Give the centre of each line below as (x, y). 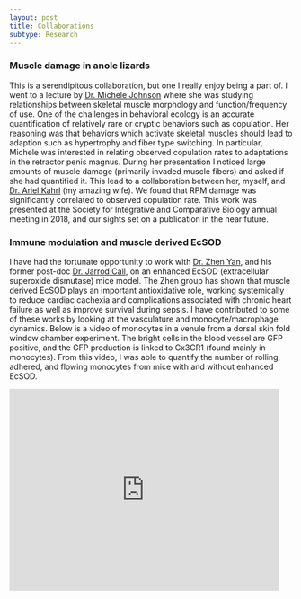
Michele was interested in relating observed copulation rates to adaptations (149, 152)
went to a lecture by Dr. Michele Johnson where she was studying (132, 94)
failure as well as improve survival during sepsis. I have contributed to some (150, 309)
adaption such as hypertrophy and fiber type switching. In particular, (136, 142)
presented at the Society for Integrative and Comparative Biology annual (143, 209)
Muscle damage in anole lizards (80, 66)
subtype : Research (44, 34)
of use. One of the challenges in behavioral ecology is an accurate (132, 114)
